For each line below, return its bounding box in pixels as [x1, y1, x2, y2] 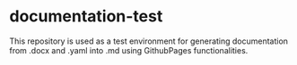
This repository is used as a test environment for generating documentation [9, 36, 289, 46]
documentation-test [9, 6, 163, 27]
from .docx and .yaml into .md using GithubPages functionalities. [9, 45, 249, 55]
